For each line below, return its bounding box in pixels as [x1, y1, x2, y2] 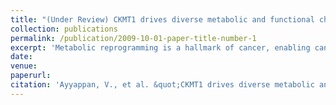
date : [10, 52, 33, 62]
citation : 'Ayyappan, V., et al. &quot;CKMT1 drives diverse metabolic [10, 80, 315, 90]
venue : [10, 61, 38, 71]
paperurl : [10, 71, 52, 81]
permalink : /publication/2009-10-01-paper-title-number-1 [10, 33, 257, 43]
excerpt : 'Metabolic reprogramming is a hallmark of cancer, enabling [10, 42, 311, 53]
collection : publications [10, 24, 118, 34]
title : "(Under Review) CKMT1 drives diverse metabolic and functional [10, 14, 315, 25]
